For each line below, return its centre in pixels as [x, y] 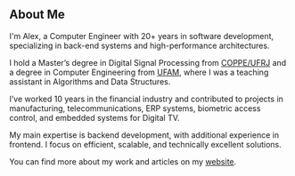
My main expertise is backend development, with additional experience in [144, 135]
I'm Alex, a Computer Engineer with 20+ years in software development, [142, 36]
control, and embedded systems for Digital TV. [94, 117]
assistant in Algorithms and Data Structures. [90, 81]
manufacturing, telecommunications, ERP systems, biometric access [135, 108]
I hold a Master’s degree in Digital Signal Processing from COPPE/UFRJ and [148, 62]
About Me [37, 15]
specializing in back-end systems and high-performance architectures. [139, 45]
